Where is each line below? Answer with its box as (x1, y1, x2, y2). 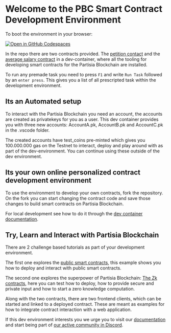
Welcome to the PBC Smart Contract (5, 3, 162, 15)
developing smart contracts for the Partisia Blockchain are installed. (5, 61, 148, 68)
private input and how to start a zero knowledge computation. (5, 286, 135, 292)
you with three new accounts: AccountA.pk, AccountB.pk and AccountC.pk (5, 121, 163, 128)
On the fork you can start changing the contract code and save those (5, 195, 151, 201)
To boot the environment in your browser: (5, 31, 93, 37)
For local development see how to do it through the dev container (5, 210, 143, 216)
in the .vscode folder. (5, 127, 50, 133)
